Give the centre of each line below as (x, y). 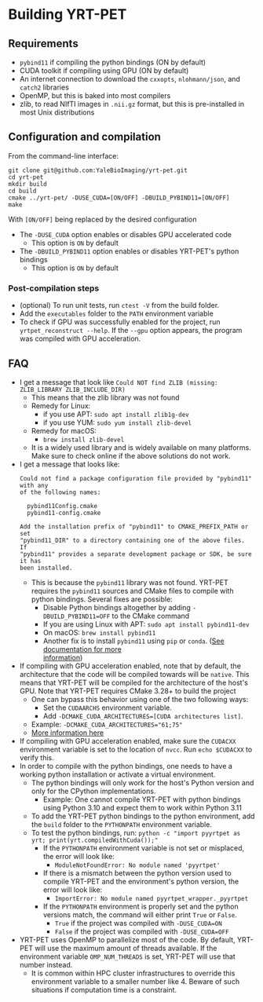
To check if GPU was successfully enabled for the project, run (120, 322)
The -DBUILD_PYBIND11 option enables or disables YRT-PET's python (129, 251)
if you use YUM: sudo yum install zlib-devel (117, 422)
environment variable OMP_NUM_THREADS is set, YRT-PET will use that (127, 956)
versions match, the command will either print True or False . (140, 914)
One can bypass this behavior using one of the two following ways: (140, 699)
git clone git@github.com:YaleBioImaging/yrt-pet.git (98, 170)
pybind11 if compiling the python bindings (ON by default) (113, 62)
